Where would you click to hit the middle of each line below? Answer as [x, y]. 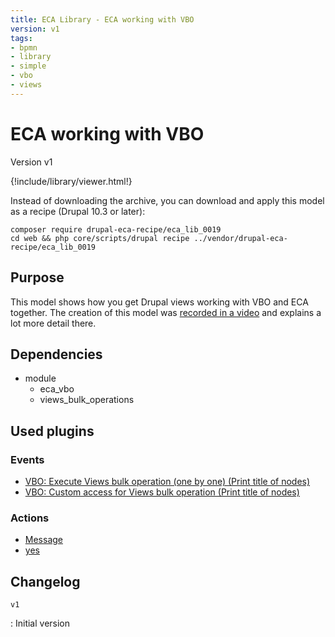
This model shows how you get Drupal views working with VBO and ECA [159, 302]
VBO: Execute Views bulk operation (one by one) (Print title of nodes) [167, 481]
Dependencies [56, 354]
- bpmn [24, 47]
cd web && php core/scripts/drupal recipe [100, 238]
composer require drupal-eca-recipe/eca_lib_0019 [116, 229]
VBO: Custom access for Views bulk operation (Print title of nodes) [162, 492]
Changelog [45, 581]
